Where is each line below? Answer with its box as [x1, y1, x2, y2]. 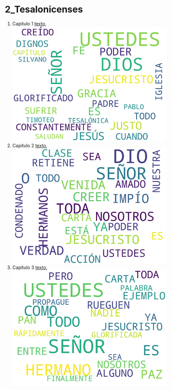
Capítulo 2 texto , [12, 143, 47, 149]
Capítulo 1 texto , [12, 21, 47, 27]
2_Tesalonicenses [5, 4, 83, 15]
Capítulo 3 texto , [12, 264, 48, 270]
